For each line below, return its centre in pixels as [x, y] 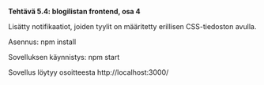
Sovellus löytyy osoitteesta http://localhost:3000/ [89, 72]
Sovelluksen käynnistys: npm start [64, 57]
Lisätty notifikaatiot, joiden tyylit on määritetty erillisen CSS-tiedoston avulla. [132, 26]
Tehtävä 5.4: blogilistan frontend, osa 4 [74, 11]
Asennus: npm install [42, 42]
